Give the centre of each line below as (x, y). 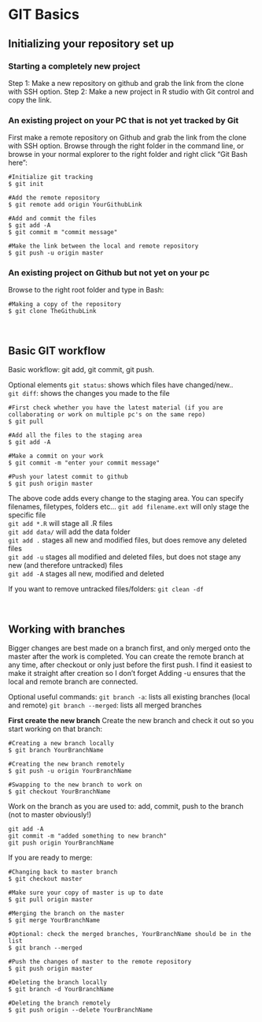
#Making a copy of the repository (65, 304)
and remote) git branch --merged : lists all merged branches (105, 705)
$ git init (26, 184)
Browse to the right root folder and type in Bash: (86, 290)
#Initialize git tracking (50, 177)
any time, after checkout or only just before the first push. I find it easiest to (130, 665)
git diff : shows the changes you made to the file (89, 394)
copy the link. (30, 99)
